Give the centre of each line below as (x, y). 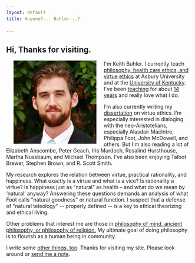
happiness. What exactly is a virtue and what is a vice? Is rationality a (90, 181)
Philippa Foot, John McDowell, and (146, 138)
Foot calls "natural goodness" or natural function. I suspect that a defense (96, 200)
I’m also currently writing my (138, 107)
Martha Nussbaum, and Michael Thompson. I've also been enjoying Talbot (96, 157)
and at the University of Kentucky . (145, 83)
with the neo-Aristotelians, (136, 126)
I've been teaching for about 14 (142, 89)
